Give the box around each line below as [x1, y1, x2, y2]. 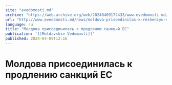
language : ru [5, 22, 33, 27]
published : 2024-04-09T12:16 [5, 36, 68, 41]
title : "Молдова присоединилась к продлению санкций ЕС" [5, 27, 130, 32]
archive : [5, 12, 24, 17]
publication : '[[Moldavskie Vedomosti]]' [5, 31, 95, 36]
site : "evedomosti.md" [5, 7, 54, 13]
